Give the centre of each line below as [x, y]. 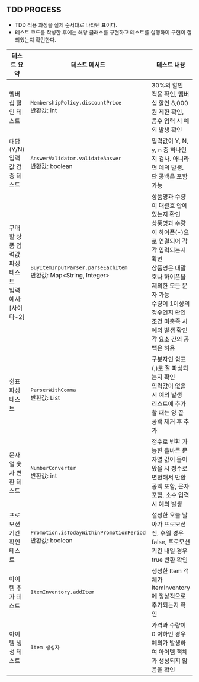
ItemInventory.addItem [62, 592]
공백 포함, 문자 [170, 486]
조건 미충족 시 [169, 321]
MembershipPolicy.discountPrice [76, 102]
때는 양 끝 [171, 412]
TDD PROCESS [34, 10]
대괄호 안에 [173, 206]
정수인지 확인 [169, 312]
